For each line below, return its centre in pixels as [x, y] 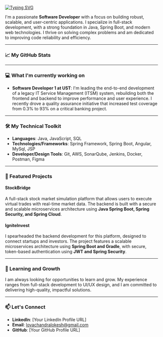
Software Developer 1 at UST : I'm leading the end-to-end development [83, 88]
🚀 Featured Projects [29, 176]
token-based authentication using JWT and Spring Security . [66, 252]
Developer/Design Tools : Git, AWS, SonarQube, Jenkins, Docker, [77, 154]
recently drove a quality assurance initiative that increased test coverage [85, 103]
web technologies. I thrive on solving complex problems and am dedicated [79, 32]
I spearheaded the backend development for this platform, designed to [76, 236]
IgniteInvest [17, 225]
